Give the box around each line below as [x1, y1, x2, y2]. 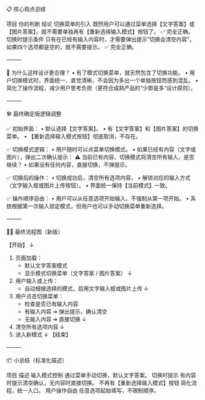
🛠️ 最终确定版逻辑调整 [6, 110, 62, 117]
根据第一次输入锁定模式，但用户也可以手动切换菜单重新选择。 [11, 202, 167, 210]
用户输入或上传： [15, 277, 59, 284]
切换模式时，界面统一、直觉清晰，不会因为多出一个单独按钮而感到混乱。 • [11, 77, 199, 84]
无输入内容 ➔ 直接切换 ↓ [24, 315, 87, 323]
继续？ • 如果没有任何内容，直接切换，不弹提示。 [6, 161, 130, 168]
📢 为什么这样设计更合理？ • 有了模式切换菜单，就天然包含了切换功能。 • [6, 69, 188, 76]
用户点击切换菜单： [15, 293, 64, 299]
